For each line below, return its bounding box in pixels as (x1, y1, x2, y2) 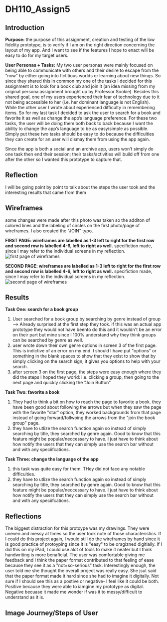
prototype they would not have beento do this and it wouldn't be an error (12, 326, 162, 332)
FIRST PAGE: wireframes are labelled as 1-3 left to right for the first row (5, 237, 155, 243)
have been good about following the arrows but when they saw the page (12, 404, 162, 410)
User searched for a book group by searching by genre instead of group (12, 316, 161, 322)
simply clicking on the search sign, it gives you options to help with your (12, 358, 161, 364)
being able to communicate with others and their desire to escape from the (5, 67, 159, 73)
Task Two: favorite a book (5, 389, 60, 395)
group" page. (12, 420, 40, 426)
